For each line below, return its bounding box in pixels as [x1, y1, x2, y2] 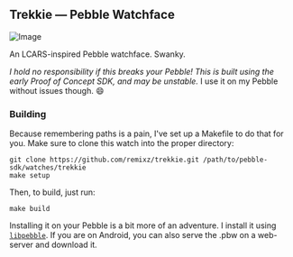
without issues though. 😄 [9, 85, 105, 96]
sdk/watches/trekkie [9, 163, 87, 172]
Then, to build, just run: [9, 187, 96, 197]
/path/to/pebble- [202, 155, 269, 165]
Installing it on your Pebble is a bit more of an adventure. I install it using [9, 220, 277, 231]
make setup [9, 171, 50, 180]
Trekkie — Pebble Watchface [9, 7, 176, 23]
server [9, 239, 34, 251]
